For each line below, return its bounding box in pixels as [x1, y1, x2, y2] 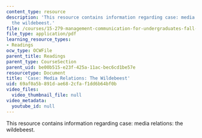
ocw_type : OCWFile [6, 48, 52, 54]
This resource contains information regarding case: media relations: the [6, 119, 183, 127]
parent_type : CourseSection [6, 59, 77, 65]
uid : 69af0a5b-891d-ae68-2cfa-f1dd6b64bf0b [6, 81, 117, 87]
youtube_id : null [11, 103, 55, 109]
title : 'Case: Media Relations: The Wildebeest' [6, 75, 130, 81]
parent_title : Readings [6, 53, 66, 59]
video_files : [6, 87, 39, 93]
